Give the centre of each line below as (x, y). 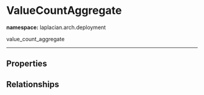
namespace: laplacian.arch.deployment (56, 27)
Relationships (33, 84)
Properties (27, 64)
